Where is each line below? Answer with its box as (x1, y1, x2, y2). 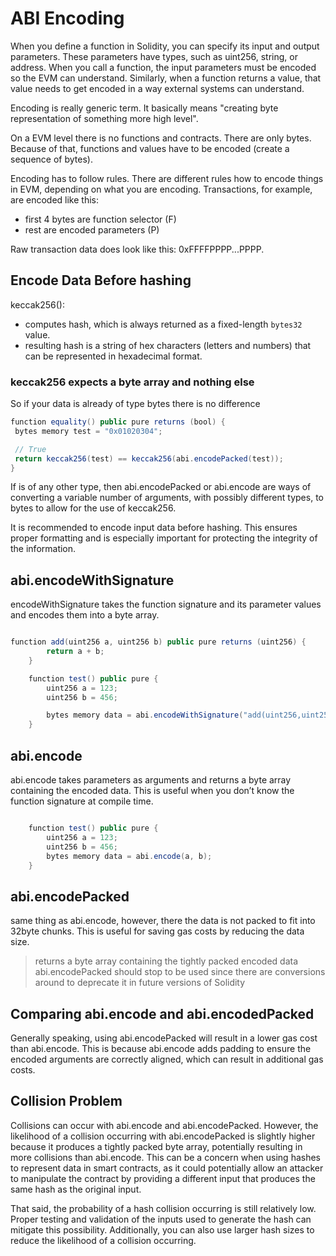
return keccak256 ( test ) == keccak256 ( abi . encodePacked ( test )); (14, 453, 284, 464)
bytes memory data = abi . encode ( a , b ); (46, 851, 213, 861)
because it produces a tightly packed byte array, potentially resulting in (10, 1140, 303, 1152)
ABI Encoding (10, 7, 125, 30)
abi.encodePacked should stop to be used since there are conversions (34, 966, 326, 978)
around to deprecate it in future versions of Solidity (34, 977, 246, 989)
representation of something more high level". (10, 112, 199, 124)
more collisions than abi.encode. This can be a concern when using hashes (10, 1151, 322, 1163)
